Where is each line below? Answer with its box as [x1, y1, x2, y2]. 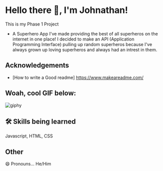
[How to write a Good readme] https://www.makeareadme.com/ [12, 74, 144, 80]
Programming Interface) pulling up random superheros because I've [12, 41, 153, 47]
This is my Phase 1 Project [5, 21, 59, 27]
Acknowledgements [5, 61, 69, 69]
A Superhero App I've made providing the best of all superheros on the [12, 30, 159, 36]
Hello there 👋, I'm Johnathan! [5, 4, 128, 16]
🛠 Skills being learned [5, 117, 76, 125]
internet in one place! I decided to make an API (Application [12, 36, 135, 42]
